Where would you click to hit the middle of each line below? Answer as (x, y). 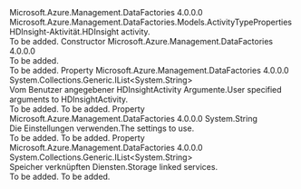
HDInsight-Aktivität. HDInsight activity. (80, 32)
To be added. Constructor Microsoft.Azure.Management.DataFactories (141, 41)
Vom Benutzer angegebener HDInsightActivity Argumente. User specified (146, 90)
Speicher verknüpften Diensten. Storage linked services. (114, 167)
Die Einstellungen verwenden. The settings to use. (102, 128)
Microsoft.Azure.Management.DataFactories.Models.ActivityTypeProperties (151, 22)
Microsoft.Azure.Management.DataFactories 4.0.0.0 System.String (134, 119)
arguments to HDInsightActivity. (69, 99)
